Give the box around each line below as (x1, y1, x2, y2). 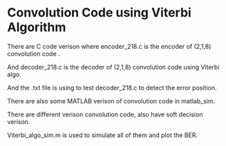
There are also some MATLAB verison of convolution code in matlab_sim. (7, 96, 216, 105)
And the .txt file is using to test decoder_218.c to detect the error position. (7, 83, 217, 92)
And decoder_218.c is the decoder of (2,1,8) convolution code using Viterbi (7, 63, 220, 71)
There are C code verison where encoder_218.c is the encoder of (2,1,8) (7, 42, 211, 50)
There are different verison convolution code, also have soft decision (7, 110, 203, 118)
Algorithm (7, 19, 66, 35)
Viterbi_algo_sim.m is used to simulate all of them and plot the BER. (7, 131, 198, 139)
